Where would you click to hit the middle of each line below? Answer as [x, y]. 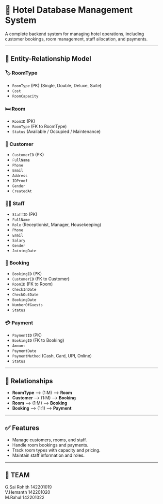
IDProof [20, 181]
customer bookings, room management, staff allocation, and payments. [76, 39]
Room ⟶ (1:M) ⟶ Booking [40, 403]
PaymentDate [24, 351]
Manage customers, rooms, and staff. [49, 440]
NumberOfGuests [27, 305]
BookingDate [24, 300]
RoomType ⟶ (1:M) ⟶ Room [42, 392]
